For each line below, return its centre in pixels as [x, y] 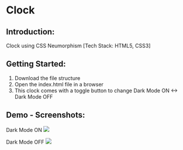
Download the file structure [47, 78]
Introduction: [30, 32]
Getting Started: [36, 64]
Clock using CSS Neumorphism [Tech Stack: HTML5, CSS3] [78, 46]
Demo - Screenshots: [46, 115]
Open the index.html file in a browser [59, 84]
